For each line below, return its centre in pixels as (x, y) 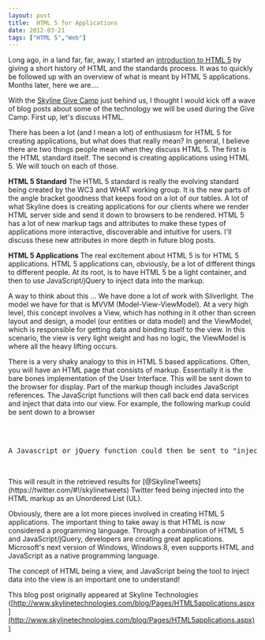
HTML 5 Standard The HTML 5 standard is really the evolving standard (123, 182)
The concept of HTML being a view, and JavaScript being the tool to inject (129, 571)
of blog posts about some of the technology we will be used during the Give (131, 109)
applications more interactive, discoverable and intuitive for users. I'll (120, 232)
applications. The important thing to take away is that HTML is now (117, 522)
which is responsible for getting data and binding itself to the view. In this (127, 329)
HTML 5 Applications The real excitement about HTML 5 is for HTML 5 (123, 256)
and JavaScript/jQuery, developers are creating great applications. (116, 539)
